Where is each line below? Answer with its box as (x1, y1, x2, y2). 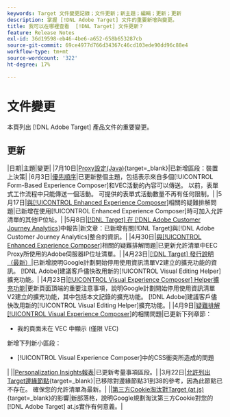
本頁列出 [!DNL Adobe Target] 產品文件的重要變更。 (7, 123, 153, 131)
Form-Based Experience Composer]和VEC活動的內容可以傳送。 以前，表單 (7, 181, 219, 189)
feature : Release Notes (7, 29, 75, 36)
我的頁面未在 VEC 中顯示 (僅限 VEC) (16, 324, 119, 333)
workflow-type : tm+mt (7, 49, 69, 56)
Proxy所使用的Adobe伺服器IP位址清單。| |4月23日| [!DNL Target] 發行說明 (7, 250, 214, 258)
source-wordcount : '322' (7, 55, 78, 62)
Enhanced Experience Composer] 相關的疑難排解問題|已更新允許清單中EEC (7, 241, 218, 250)
